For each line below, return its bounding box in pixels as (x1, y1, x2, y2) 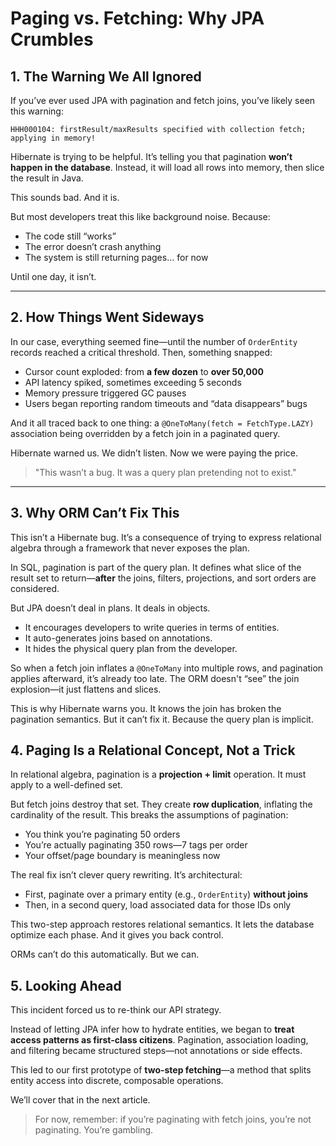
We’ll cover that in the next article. (10, 1094, 151, 1106)
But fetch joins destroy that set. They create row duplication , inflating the (10, 798, 313, 811)
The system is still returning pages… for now (24, 252, 209, 263)
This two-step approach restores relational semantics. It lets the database (10, 918, 315, 931)
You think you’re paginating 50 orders (24, 828, 181, 841)
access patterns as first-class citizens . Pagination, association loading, (10, 1034, 309, 1046)
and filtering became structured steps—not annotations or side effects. (10, 1045, 303, 1057)
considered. (10, 582, 60, 594)
